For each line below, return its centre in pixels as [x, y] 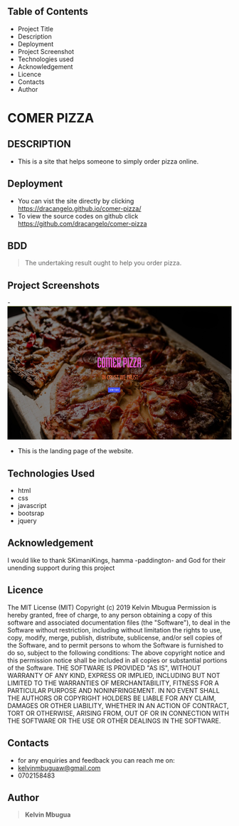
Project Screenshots [53, 285]
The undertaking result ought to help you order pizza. [103, 263]
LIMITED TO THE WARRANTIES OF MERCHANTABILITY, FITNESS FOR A [113, 683]
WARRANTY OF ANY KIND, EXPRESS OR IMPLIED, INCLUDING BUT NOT [114, 675]
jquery [27, 521]
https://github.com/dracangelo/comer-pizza [82, 223]
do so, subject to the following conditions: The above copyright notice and [116, 652]
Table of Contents [48, 12]
